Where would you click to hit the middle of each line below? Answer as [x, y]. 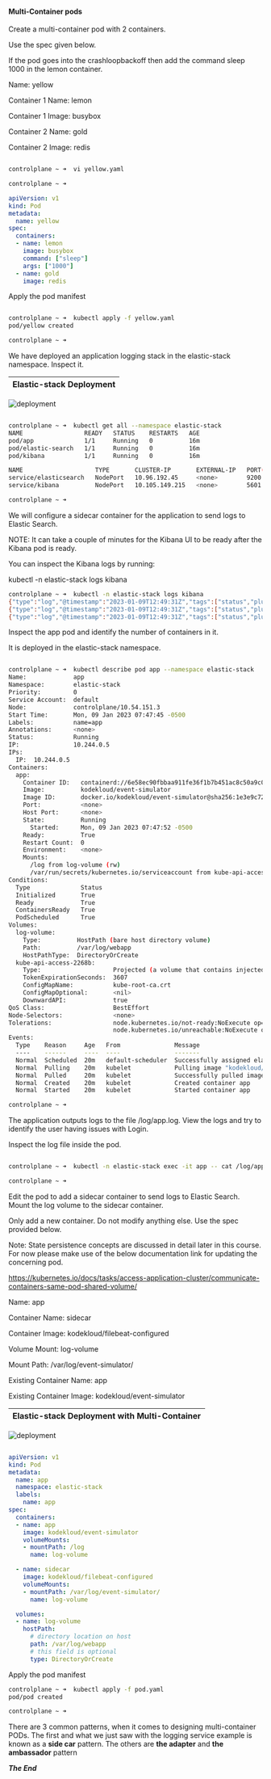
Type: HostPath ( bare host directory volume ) [117, 940]
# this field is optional [73, 1651]
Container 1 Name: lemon [50, 100]
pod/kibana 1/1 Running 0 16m [104, 456]
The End [23, 1768]
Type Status [59, 887]
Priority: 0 [43, 692]
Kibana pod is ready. [42, 548]
